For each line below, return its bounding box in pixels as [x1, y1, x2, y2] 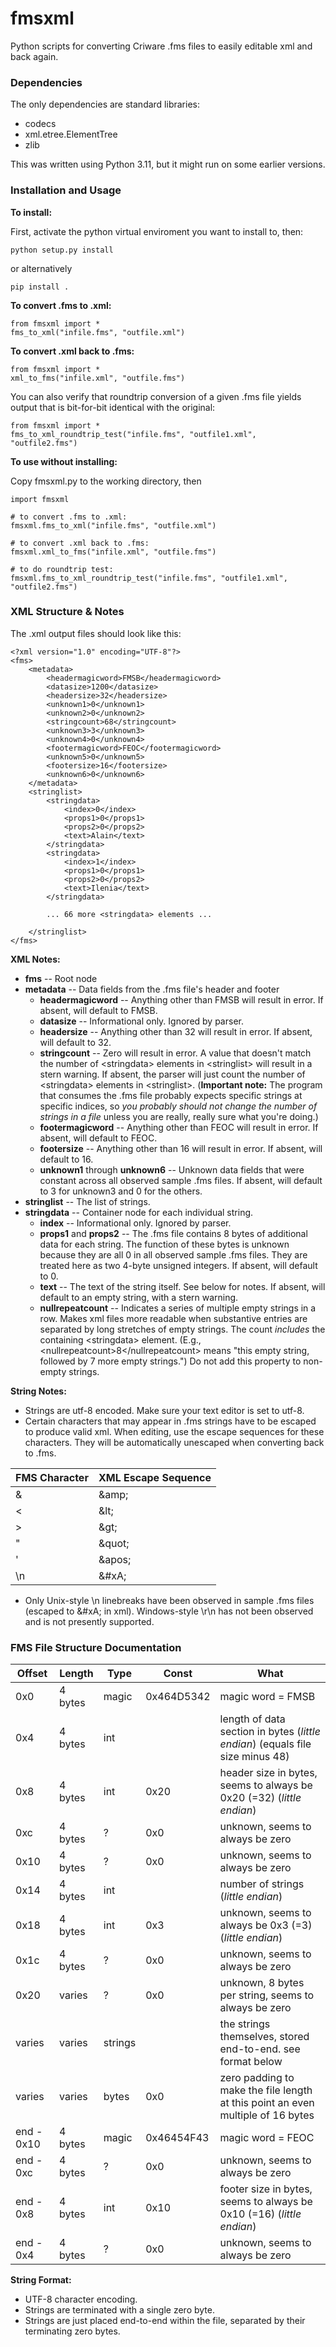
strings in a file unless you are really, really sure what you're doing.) [39, 1110, 319, 1122]
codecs [24, 118, 57, 130]
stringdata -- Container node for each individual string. [24, 1206, 254, 1218]
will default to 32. [39, 1036, 112, 1048]
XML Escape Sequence [98, 1470, 212, 1484]
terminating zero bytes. [24, 2325, 121, 2337]
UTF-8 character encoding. [24, 2293, 138, 2306]
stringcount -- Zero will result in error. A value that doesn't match [39, 1047, 312, 1059]
